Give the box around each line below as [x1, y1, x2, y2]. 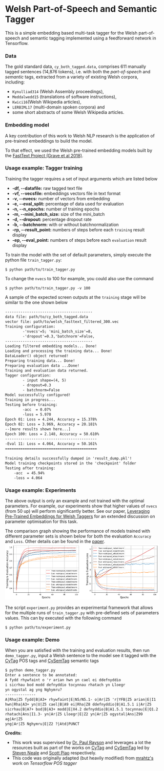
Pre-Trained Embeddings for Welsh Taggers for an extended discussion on [5, 514, 155, 520]
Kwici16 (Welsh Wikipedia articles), [12, 99, 82, 105]
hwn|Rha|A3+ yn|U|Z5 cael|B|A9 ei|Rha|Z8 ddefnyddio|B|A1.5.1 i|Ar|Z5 [5, 702, 152, 707]
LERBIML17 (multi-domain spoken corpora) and [12, 104, 105, 110]
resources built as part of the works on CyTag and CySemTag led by [12, 745, 150, 750]
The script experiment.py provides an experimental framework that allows [5, 604, 153, 610]
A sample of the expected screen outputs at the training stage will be [5, 294, 146, 300]
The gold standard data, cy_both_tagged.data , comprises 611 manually [5, 63, 146, 69]
